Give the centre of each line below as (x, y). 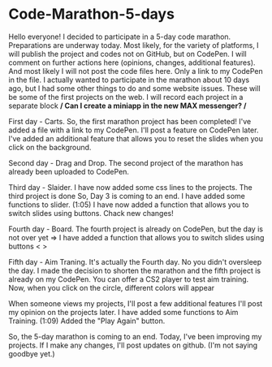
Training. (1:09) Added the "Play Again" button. (87, 321)
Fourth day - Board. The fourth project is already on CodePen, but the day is (136, 229)
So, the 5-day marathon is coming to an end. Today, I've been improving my (135, 336)
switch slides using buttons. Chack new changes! (91, 213)
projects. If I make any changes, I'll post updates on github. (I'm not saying (133, 345)
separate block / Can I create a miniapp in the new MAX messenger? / (127, 106)
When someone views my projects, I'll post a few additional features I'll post (136, 303)
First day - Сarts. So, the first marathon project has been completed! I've (130, 121)
